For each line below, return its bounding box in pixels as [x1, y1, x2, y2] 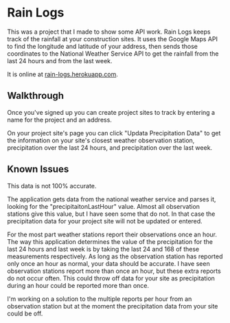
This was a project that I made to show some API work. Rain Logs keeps [7, 27, 211, 36]
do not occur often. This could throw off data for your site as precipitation [7, 274, 215, 282]
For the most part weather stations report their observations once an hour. [7, 230, 218, 238]
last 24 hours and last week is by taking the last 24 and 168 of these [7, 245, 200, 253]
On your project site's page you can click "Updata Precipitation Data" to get [7, 129, 221, 137]
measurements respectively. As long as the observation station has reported [7, 252, 223, 260]
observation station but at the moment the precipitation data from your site [7, 302, 218, 310]
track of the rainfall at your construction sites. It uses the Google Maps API [7, 34, 218, 43]
